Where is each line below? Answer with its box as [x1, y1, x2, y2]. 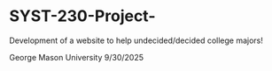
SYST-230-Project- [9, 6, 157, 26]
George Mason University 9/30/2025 [9, 52, 144, 62]
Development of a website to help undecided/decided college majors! [9, 35, 264, 46]
